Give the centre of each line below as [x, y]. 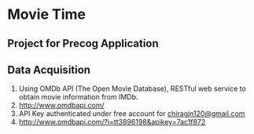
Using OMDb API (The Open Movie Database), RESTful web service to [133, 89]
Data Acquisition [49, 69]
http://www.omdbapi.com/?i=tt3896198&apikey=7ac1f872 [112, 122]
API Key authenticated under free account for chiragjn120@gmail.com [132, 114]
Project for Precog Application [83, 43]
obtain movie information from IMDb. [78, 97]
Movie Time [46, 14]
